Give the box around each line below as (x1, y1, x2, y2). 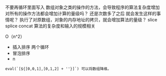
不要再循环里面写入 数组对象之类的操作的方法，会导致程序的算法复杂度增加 (5, 4, 160, 10)
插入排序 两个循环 (12, 44, 49, 50)
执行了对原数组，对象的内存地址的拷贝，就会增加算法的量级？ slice (19, 17, 157, 22)
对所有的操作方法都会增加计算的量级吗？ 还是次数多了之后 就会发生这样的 (5, 10, 156, 16)
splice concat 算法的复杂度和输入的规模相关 (5, 23, 96, 29)
